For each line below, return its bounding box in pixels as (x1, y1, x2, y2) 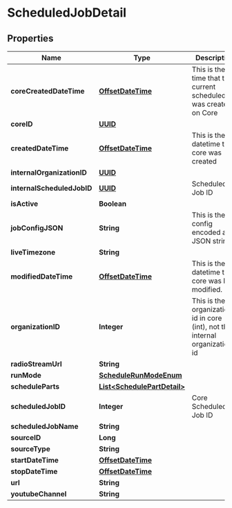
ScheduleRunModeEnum (99, 371, 182, 380)
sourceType (10, 444, 50, 453)
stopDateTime (10, 466, 58, 476)
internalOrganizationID (10, 168, 88, 177)
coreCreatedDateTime (10, 87, 85, 96)
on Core (191, 108, 218, 117)
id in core (191, 313, 222, 323)
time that (191, 73, 221, 82)
